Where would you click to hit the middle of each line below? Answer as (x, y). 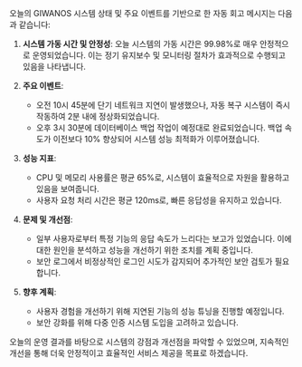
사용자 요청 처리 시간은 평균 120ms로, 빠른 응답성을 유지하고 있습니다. (159, 200)
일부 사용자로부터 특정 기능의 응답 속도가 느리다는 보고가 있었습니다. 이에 (164, 239)
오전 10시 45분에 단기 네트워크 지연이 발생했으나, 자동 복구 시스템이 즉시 (163, 105)
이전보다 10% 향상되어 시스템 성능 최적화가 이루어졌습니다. (156, 139)
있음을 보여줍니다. (67, 189)
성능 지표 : (39, 158)
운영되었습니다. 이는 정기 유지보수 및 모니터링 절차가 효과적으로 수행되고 (159, 55)
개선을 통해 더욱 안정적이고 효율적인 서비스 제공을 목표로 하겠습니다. (129, 353)
